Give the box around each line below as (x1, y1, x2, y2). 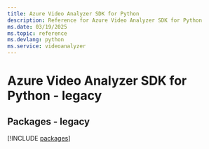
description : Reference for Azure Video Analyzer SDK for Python (7, 17, 202, 24)
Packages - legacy (7, 115, 90, 127)
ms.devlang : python (7, 36, 65, 43)
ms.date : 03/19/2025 (7, 23, 68, 30)
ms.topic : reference (7, 29, 68, 37)
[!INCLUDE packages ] (7, 134, 71, 142)
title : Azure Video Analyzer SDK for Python (7, 10, 140, 17)
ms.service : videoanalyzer (7, 43, 86, 50)
